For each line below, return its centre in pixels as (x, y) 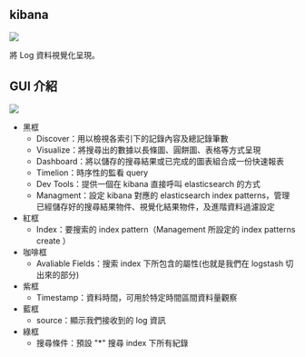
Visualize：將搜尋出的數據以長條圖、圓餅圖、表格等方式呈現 (148, 150)
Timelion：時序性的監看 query (92, 173)
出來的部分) (58, 274)
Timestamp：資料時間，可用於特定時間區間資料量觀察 (137, 297)
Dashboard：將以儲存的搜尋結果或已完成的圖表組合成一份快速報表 (160, 161)
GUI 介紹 (33, 87)
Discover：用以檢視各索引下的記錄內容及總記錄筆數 (132, 138)
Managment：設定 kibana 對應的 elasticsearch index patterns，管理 (163, 195)
